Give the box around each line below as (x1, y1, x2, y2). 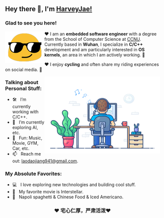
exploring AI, (12, 124, 38, 130)
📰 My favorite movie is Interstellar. (12, 189, 83, 195)
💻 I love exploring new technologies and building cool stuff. (12, 182, 136, 187)
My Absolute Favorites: (5, 170, 62, 177)
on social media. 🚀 (5, 66, 43, 72)
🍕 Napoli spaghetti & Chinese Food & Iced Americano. (12, 194, 124, 200)
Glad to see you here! (5, 20, 57, 27)
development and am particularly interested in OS (44, 46, 145, 52)
